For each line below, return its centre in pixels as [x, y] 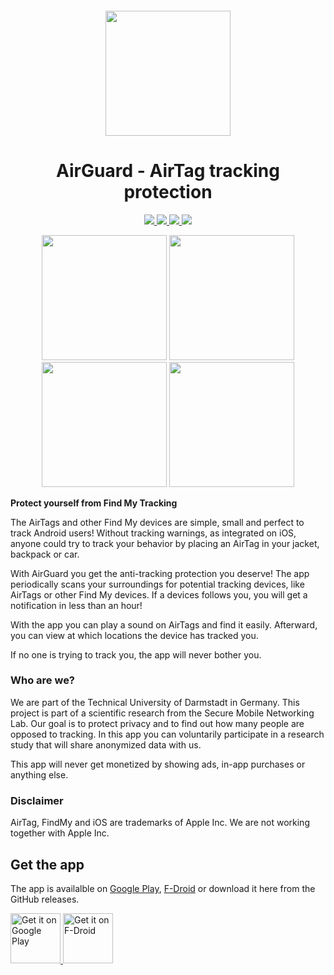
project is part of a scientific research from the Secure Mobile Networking [162, 713]
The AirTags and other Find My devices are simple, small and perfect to [157, 522]
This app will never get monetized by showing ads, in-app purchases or [158, 764]
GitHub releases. [45, 899]
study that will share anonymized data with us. [106, 744]
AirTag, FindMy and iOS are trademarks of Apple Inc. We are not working [160, 823]
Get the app [47, 864]
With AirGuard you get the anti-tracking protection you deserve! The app [160, 573]
